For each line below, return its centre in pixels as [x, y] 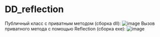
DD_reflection [34, 9]
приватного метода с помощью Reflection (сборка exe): [65, 28]
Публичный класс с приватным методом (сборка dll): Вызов [80, 23]
